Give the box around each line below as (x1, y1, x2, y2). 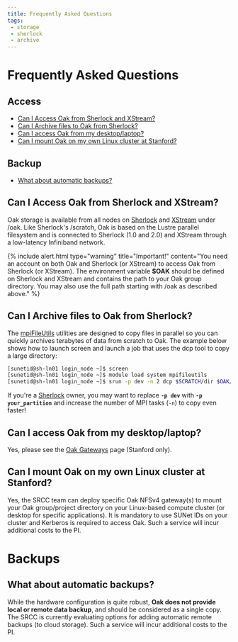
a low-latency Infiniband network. (7, 238, 106, 247)
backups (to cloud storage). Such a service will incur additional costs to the (7, 620, 227, 629)
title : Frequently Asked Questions (7, 10, 113, 18)
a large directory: (7, 351, 58, 360)
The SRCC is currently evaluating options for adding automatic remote (7, 612, 212, 621)
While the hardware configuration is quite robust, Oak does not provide (7, 597, 216, 606)
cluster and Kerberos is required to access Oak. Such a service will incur (7, 518, 220, 526)
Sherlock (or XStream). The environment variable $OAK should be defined (7, 266, 225, 275)
